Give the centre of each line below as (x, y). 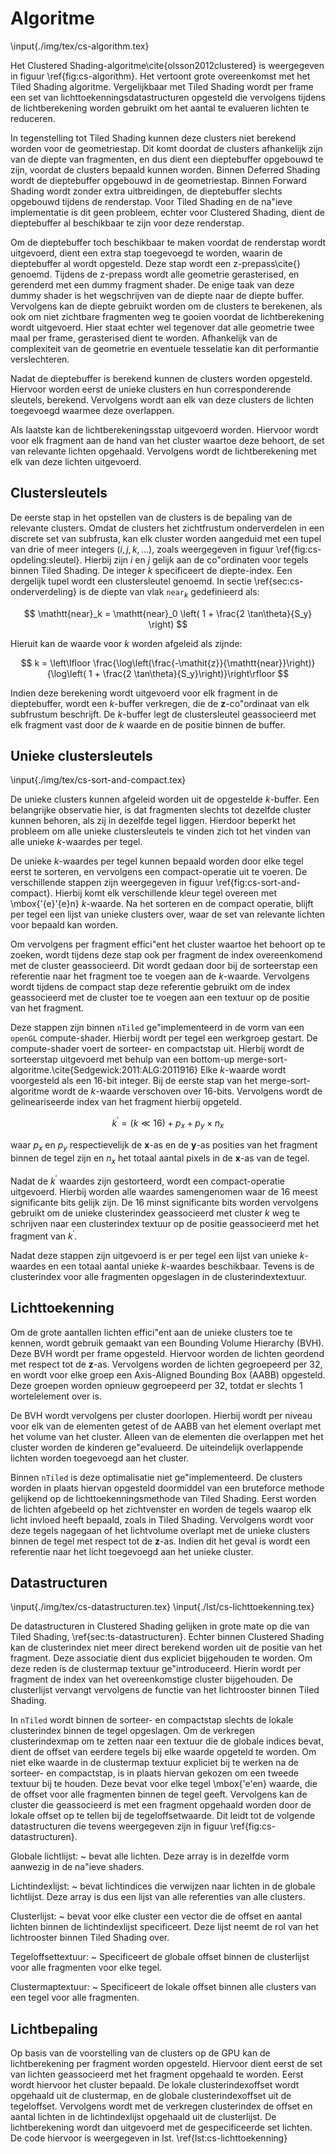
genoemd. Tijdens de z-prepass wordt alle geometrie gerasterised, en (155, 274)
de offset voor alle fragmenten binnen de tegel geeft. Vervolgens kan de (159, 1794)
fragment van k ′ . (44, 1235)
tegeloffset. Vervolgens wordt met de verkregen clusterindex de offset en (161, 2106)
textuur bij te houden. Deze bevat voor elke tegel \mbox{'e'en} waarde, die (164, 1784)
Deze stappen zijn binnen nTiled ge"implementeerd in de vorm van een (157, 1028)
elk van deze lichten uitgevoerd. (76, 461)
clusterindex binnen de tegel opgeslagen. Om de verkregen (133, 1731)
